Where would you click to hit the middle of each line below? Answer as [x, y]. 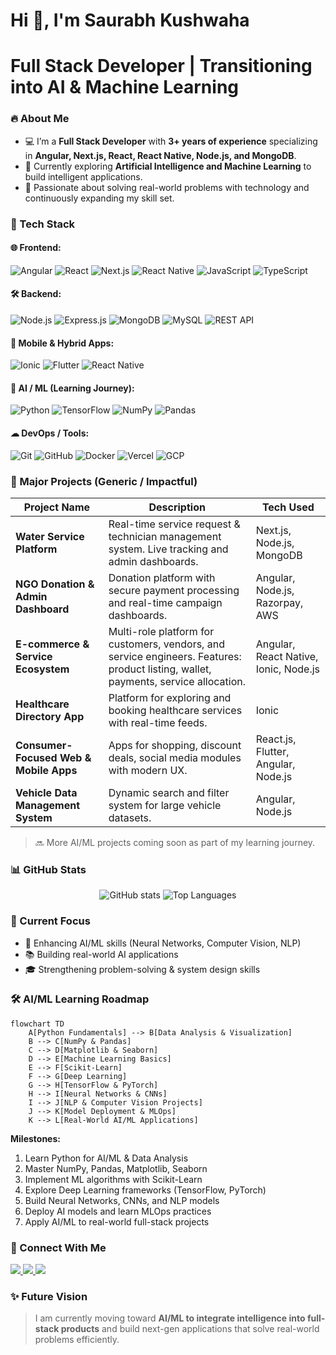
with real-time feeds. [158, 722]
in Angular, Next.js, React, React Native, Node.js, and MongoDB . [160, 155]
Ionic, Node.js [288, 669]
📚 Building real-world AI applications [101, 954]
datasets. [130, 817]
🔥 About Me [40, 119]
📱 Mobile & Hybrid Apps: [62, 343]
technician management [165, 536]
